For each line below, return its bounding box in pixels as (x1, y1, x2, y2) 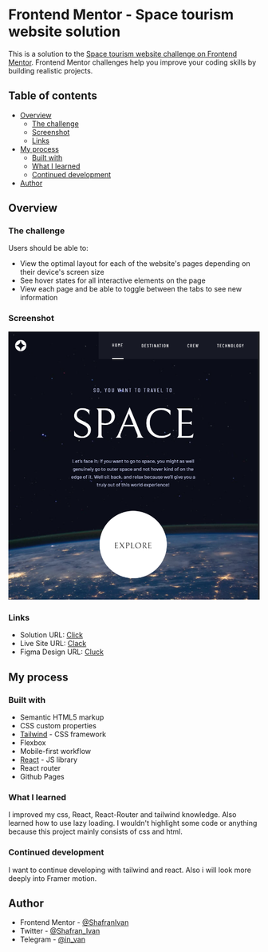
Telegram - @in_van (19, 934, 86, 944)
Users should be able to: (8, 244, 89, 253)
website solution (8, 22, 121, 41)
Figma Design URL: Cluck (19, 647, 104, 656)
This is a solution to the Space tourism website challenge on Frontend (8, 49, 238, 58)
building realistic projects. (8, 65, 93, 75)
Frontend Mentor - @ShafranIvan (19, 918, 129, 927)
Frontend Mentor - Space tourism (8, 6, 234, 24)
